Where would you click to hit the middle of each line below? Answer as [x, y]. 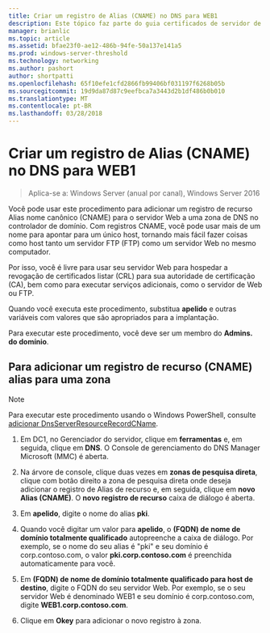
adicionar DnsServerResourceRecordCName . [83, 423]
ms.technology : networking [54, 61]
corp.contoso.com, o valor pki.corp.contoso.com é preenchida [126, 555]
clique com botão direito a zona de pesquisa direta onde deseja [125, 480]
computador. [29, 251]
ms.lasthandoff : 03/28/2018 [56, 114]
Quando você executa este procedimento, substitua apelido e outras [123, 309]
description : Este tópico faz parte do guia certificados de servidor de [135, 23]
